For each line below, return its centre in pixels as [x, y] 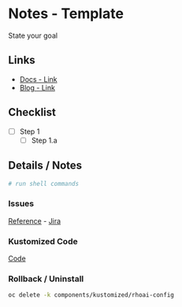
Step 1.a [44, 140]
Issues [21, 204]
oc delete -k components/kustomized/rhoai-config [91, 295]
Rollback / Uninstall [46, 279]
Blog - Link [37, 87]
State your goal [33, 35]
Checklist [32, 112]
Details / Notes [45, 166]
